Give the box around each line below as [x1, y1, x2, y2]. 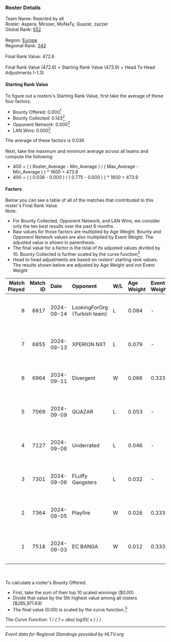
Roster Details [5, 4, 41, 11]
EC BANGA [72, 543, 98, 550]
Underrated [72, 442, 100, 449]
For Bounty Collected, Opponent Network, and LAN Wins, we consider [12, 218, 160, 224]
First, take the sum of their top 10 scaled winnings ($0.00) [12, 589, 134, 595]
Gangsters [72, 479, 97, 486]
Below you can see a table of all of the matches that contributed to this [5, 197, 154, 203]
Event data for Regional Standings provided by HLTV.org [5, 631, 124, 637]
